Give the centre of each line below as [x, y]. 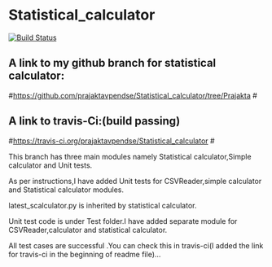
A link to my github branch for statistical [112, 63]
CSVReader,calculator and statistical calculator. [88, 230]
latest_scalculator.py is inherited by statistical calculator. [103, 205]
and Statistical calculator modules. [66, 190]
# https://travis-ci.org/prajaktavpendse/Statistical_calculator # [112, 141]
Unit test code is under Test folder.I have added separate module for [123, 221]
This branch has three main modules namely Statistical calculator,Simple [130, 156]
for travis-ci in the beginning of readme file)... [85, 254]
